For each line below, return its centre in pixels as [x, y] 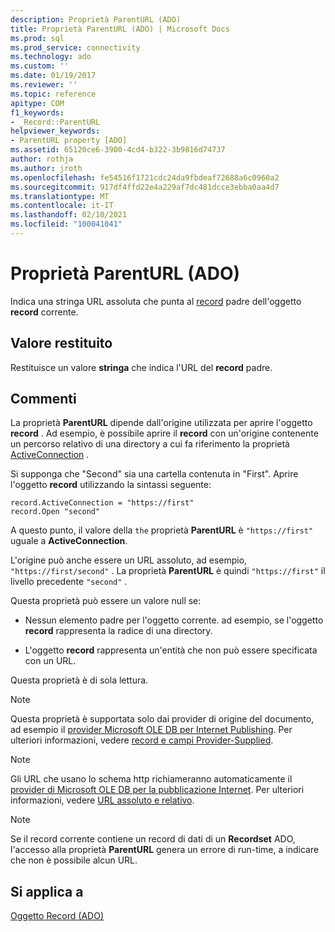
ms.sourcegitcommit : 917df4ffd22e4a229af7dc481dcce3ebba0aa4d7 [145, 187]
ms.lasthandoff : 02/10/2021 [69, 215]
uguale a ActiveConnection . [69, 541]
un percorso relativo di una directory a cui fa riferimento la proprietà [150, 444]
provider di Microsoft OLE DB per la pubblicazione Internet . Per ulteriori [157, 790]
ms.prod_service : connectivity [75, 47]
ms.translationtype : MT [60, 196]
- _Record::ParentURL [55, 122]
